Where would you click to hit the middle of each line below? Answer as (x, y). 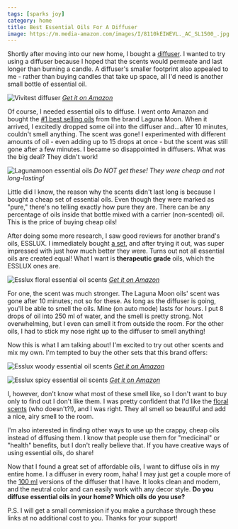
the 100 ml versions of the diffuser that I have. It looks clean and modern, (114, 482)
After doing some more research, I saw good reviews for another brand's (114, 236)
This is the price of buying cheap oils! (62, 222)
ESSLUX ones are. (34, 266)
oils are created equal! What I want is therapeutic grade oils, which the (111, 258)
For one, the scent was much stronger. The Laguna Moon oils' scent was (114, 294)
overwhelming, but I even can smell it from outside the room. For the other (115, 324)
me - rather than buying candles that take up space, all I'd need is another (115, 77)
